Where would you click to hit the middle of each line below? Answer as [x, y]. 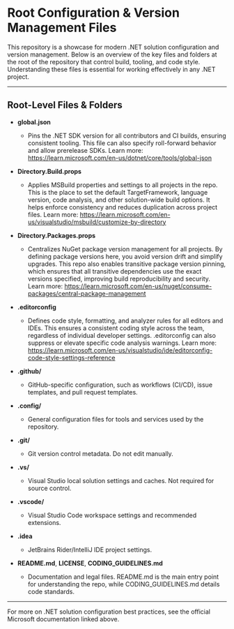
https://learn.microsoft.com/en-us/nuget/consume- [138, 286]
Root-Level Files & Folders [65, 105]
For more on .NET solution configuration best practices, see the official [109, 612]
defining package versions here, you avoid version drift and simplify [125, 256]
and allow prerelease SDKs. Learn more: [85, 150]
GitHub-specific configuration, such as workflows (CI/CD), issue [120, 385]
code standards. [51, 591]
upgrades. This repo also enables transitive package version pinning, [127, 264]
